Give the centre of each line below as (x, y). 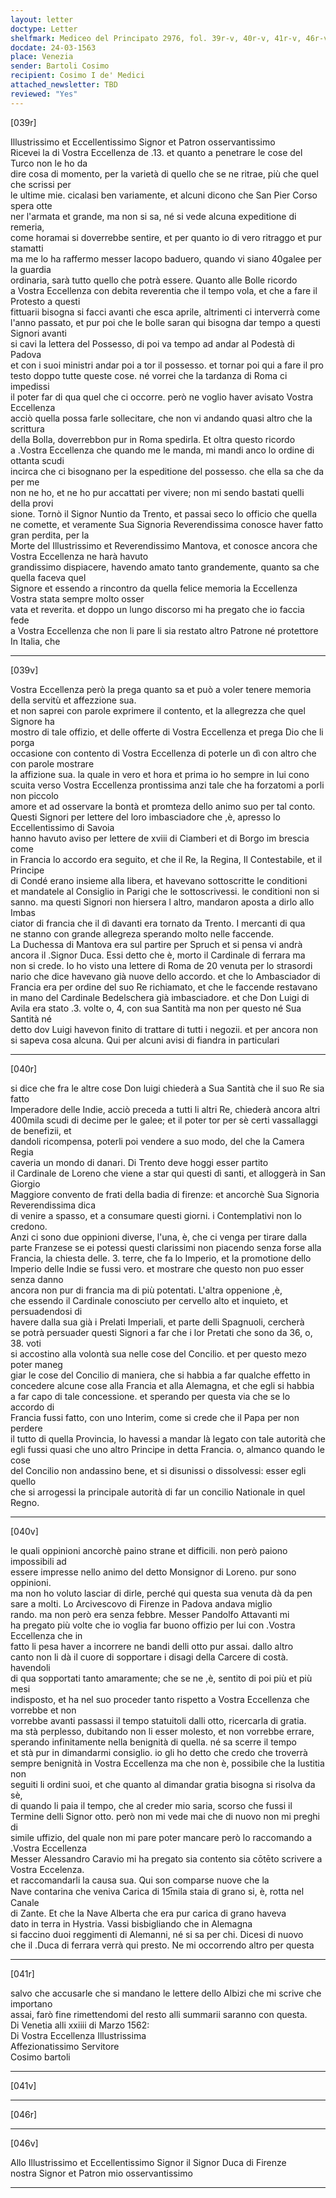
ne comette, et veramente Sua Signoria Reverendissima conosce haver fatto (167, 524)
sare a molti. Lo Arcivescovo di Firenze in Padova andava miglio (141, 1603)
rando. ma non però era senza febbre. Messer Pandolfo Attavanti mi (150, 1614)
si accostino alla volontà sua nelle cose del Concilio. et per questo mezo (158, 1353)
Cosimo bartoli (40, 2057)
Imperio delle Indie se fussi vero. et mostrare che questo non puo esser (157, 1268)
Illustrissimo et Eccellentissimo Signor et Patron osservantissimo (143, 142)
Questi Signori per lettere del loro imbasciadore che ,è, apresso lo (145, 817)
